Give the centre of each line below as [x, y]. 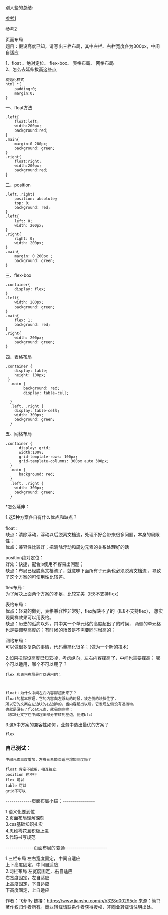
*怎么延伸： [18, 507]
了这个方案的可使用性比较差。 [36, 577]
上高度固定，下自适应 [27, 884]
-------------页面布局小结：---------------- [50, 801]
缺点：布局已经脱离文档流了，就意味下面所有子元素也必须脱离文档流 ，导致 [83, 570]
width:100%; [31, 452]
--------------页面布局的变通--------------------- [56, 848]
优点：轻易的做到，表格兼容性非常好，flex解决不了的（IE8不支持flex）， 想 [82, 611]
